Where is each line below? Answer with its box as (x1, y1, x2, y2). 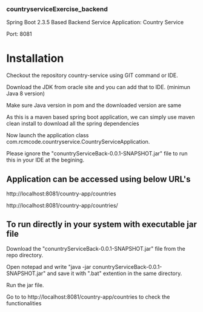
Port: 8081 (6, 30, 32, 38)
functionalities (6, 299, 42, 307)
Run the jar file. (6, 281, 44, 288)
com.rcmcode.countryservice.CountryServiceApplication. (6, 138, 150, 146)
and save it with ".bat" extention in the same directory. (47, 270, 182, 277)
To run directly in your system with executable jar (6, 219, 197, 229)
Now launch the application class (6, 132, 89, 139)
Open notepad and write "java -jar (6, 263, 92, 270)
